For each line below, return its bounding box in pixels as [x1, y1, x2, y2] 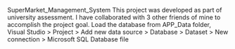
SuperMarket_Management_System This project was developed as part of [7, 6, 222, 14]
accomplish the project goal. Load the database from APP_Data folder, [7, 21, 211, 28]
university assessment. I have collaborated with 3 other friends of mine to [7, 13, 221, 21]
